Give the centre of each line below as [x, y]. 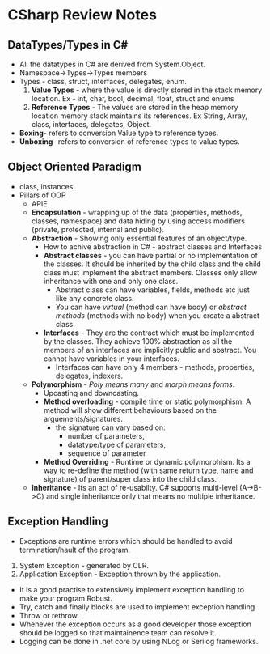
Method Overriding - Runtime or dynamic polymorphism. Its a [147, 461]
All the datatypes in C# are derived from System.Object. [112, 64]
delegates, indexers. [89, 376]
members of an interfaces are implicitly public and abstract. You [150, 350]
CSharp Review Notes [82, 15]
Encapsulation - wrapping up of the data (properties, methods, [137, 212]
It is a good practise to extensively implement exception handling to [131, 589]
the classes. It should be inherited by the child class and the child [152, 264]
